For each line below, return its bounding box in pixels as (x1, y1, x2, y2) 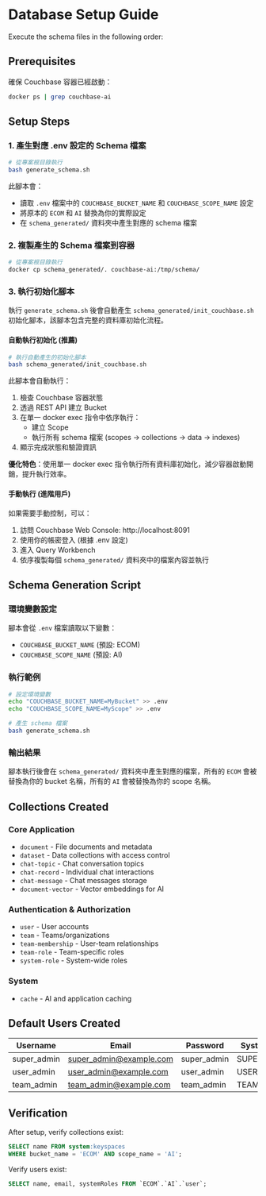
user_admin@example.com (67, 1067, 169, 1078)
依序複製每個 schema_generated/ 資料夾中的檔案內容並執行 (19, 554, 210, 565)
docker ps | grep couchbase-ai (8, 93, 112, 101)
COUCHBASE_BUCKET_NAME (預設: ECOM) (19, 640, 141, 650)
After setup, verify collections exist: (8, 1128, 124, 1137)
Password (185, 1040, 224, 1051)
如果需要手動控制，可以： (8, 508, 92, 518)
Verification (8, 1106, 68, 1120)
